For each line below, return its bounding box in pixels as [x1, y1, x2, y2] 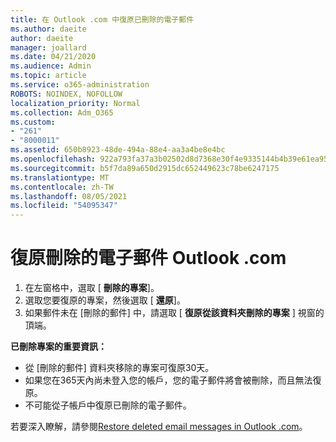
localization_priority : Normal [10, 98, 141, 108]
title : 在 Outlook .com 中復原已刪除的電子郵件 [10, 14, 195, 25]
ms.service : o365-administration [10, 80, 150, 90]
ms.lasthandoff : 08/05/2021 [10, 191, 128, 201]
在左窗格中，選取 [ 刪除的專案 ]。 [24, 282, 160, 294]
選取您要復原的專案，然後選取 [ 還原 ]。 [24, 294, 186, 306]
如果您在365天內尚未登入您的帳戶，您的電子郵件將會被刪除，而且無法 [24, 374, 313, 386]
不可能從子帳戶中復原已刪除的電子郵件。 [24, 399, 192, 411]
